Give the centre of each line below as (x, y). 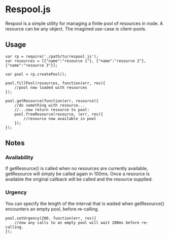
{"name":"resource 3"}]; (31, 65)
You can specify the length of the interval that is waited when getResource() (85, 203)
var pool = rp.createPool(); (36, 74)
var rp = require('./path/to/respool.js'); (52, 56)
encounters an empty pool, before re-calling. (52, 209)
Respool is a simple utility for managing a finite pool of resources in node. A (84, 23)
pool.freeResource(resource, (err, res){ (59, 114)
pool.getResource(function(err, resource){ (52, 101)
